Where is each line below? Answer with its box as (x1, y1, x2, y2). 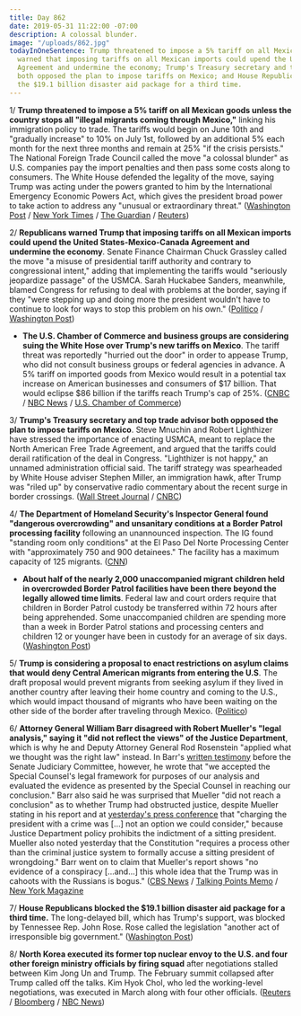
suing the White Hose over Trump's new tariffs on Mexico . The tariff (21, 340, 280, 350)
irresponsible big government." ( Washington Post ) (9, 931, 194, 941)
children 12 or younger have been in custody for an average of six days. (21, 631, 288, 641)
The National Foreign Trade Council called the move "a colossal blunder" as (9, 152, 289, 163)
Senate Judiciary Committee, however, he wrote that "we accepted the (9, 761, 271, 772)
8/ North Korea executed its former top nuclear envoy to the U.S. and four (9, 949, 288, 959)
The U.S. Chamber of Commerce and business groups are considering (21, 330, 289, 341)
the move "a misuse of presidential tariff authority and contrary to (9, 255, 252, 266)
